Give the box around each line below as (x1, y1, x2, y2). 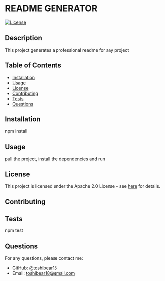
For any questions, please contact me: (5, 255, 83, 261)
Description (5, 34, 42, 42)
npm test (5, 227, 23, 233)
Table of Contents (5, 61, 62, 70)
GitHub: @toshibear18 (12, 265, 57, 271)
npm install (5, 128, 28, 134)
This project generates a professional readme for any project (5, 47, 129, 53)
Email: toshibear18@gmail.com (12, 270, 75, 276)
